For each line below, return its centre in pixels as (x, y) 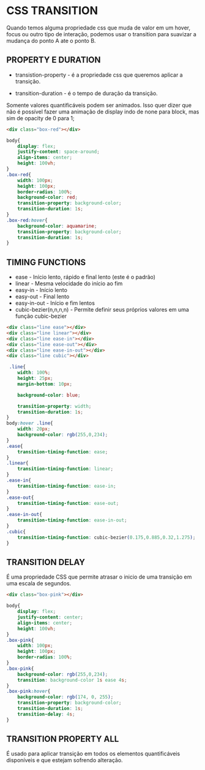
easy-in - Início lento (41, 290)
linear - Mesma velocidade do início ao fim (69, 283)
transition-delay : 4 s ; (46, 714)
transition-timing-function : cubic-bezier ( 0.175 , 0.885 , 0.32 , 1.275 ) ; (106, 537)
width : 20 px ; (34, 429)
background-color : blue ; (49, 395)
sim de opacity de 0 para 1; (40, 118)
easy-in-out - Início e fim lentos (55, 303)
